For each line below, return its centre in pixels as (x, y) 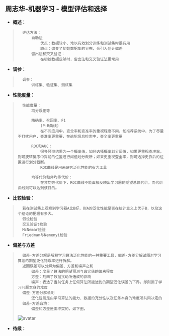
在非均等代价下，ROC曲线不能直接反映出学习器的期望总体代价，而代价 (102, 182)
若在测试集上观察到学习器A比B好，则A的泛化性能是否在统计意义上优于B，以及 (91, 208)
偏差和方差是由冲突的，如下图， (59, 309)
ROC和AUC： (42, 146)
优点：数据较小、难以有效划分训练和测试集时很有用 (85, 43)
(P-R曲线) (50, 126)
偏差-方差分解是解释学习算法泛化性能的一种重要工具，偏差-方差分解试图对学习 (92, 255)
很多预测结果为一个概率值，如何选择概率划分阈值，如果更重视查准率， (102, 151)
